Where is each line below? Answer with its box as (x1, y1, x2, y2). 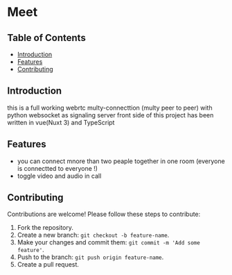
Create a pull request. (17, 260, 80, 269)
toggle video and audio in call (17, 172, 102, 180)
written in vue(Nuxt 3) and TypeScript (7, 118, 115, 126)
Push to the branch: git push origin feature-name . (17, 253, 164, 261)
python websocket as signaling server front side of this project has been (7, 110, 214, 119)
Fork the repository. (17, 224, 74, 232)
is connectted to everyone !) (17, 164, 98, 172)
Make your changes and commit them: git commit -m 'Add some (17, 238, 201, 247)
